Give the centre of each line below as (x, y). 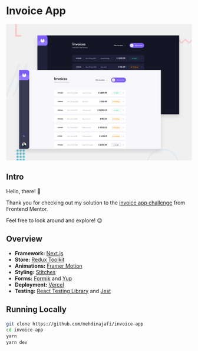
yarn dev (17, 343)
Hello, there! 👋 (24, 191)
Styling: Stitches (35, 272)
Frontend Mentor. (27, 209)
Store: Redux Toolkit (39, 259)
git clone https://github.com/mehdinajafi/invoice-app (75, 324)
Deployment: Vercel (39, 284)
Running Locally (36, 309)
